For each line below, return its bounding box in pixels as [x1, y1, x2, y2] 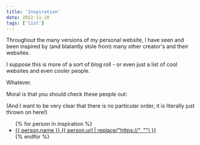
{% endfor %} [14, 133, 50, 140]
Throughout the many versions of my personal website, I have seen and [6, 37, 184, 44]
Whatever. [6, 79, 32, 86]
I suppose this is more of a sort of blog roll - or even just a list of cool [6, 61, 178, 68]
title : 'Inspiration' [6, 8, 61, 15]
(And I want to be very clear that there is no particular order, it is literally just [6, 102, 195, 110]
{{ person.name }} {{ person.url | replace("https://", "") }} [14, 127, 157, 134]
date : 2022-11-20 [6, 14, 50, 20]
